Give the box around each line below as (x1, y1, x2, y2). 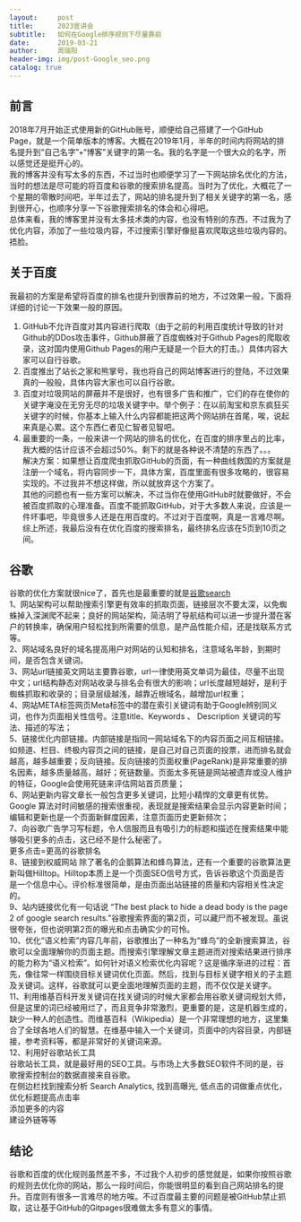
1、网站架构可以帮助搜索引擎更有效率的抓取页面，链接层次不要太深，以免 (9, 599, 279, 610)
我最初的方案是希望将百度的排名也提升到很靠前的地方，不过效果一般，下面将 (9, 290, 292, 301)
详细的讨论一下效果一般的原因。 (9, 301, 127, 312)
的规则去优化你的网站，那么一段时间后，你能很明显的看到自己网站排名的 (9, 1180, 276, 1191)
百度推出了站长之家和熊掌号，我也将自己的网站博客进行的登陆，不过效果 (21, 365, 289, 377)
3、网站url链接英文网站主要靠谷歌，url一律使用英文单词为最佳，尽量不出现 (9, 666, 285, 677)
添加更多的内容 (9, 1104, 64, 1114)
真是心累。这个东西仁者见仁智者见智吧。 (30, 421, 180, 432)
